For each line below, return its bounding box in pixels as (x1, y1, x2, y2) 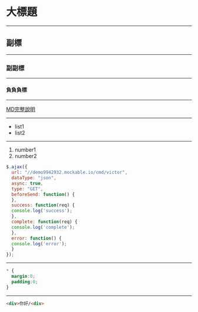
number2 (14, 153, 37, 160)
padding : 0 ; (11, 278, 38, 285)
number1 (14, 146, 37, 153)
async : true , (11, 180, 44, 186)
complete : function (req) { (11, 219, 78, 225)
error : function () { (11, 235, 62, 241)
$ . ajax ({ (6, 164, 28, 170)
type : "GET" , (11, 186, 44, 192)
